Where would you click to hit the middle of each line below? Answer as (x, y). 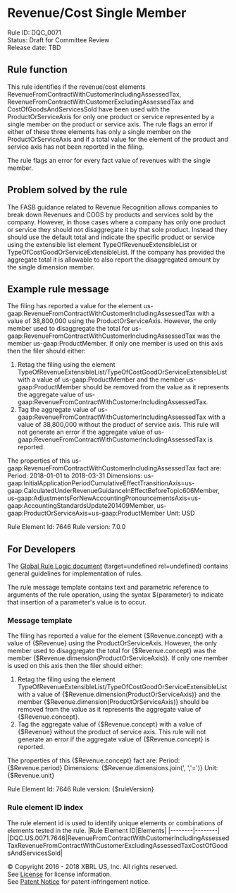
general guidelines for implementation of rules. (75, 573)
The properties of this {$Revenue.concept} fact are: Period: (94, 760)
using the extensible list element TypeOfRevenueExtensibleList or (102, 244)
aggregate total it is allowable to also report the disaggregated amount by (114, 260)
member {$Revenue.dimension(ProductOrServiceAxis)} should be (113, 702)
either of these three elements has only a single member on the (99, 131)
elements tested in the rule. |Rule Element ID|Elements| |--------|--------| (114, 830)
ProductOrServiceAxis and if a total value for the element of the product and (118, 139)
